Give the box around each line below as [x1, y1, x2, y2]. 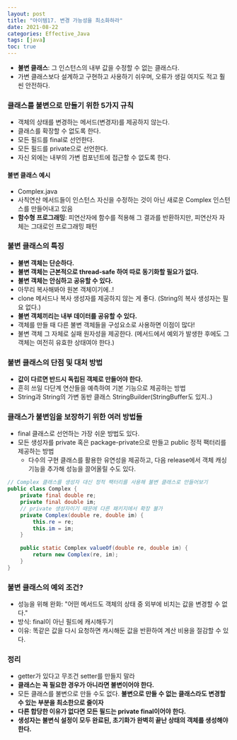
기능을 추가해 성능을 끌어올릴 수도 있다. [28, 464, 137, 474]
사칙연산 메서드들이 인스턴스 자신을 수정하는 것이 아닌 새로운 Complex [17, 195, 212, 204]
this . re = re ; [33, 518, 74, 525]
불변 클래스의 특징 [7, 241, 65, 251]
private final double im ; [20, 499, 97, 506]
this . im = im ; [33, 524, 74, 532]
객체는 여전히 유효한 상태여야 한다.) [17, 338, 115, 346]
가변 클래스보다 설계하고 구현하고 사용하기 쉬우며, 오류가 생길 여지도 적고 [17, 72, 218, 81]
